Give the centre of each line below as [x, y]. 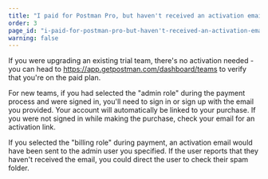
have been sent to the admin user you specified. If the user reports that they [134, 151]
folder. [19, 168]
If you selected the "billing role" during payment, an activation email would [130, 143]
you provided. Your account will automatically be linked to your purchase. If [132, 110]
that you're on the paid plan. [55, 78]
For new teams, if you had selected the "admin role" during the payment [127, 93]
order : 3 [23, 23]
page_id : [23, 30]
